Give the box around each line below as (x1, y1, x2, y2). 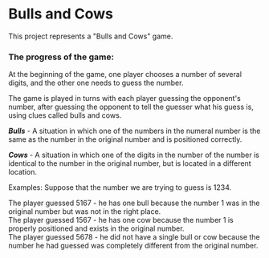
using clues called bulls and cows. (8, 111, 122, 120)
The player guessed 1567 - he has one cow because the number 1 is (8, 216, 234, 225)
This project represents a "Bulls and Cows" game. (8, 31, 173, 41)
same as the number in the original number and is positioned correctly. (8, 135, 243, 144)
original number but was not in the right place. (8, 207, 161, 216)
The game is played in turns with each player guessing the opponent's (8, 94, 241, 103)
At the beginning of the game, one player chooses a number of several (8, 70, 243, 79)
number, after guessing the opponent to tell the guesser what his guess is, (8, 102, 255, 112)
